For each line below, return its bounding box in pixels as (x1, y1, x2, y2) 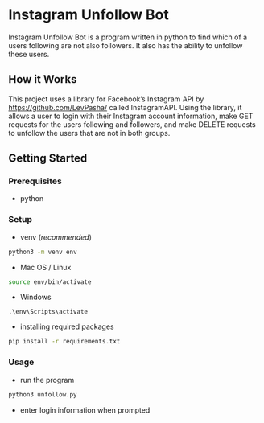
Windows (19, 292, 52, 302)
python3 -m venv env (8, 248, 78, 256)
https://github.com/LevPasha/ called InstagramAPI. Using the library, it (8, 102, 242, 112)
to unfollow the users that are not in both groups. (8, 128, 171, 138)
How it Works (8, 72, 77, 86)
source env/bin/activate (8, 277, 92, 286)
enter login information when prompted (19, 405, 151, 415)
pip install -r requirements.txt (8, 338, 121, 346)
